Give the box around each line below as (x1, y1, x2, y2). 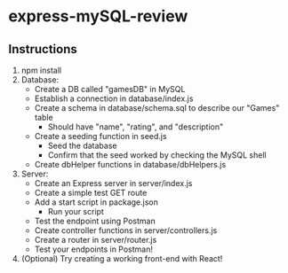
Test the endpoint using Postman (34, 215, 156, 226)
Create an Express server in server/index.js (34, 178, 193, 188)
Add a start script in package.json (34, 197, 159, 207)
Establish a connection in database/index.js (34, 93, 194, 104)
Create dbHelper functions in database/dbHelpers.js (34, 160, 227, 169)
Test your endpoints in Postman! (34, 244, 153, 254)
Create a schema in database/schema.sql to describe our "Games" (34, 103, 280, 113)
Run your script (47, 207, 104, 216)
